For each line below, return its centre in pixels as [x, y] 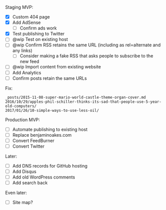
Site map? [23, 203]
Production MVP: [23, 120]
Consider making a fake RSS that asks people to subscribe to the [86, 56]
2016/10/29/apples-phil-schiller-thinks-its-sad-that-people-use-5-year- [83, 102]
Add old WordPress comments [44, 177]
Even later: [16, 193]
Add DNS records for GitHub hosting [50, 166]
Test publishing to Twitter [38, 34]
